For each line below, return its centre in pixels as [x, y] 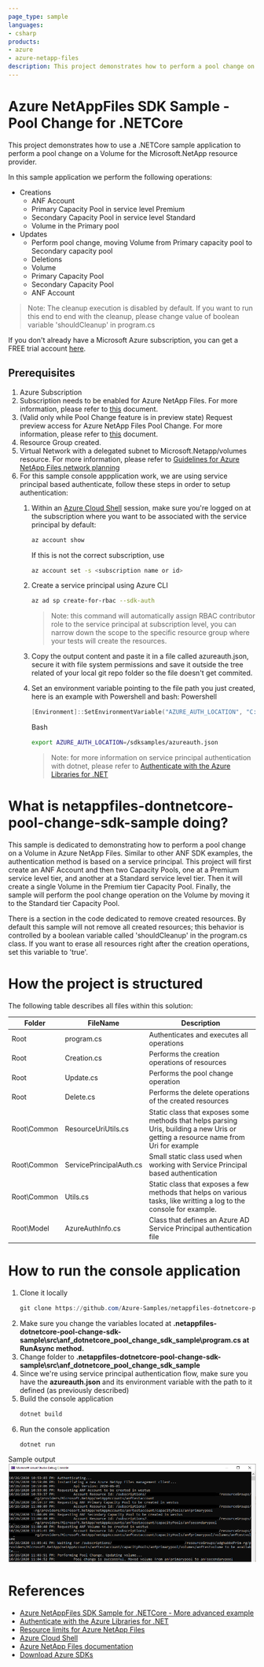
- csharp [22, 33]
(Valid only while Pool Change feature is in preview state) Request [126, 417]
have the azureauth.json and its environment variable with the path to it [136, 1382]
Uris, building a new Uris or [193, 1129]
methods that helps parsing [193, 1120]
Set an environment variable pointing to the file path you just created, [143, 689]
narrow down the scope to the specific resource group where [150, 633]
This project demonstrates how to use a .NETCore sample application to [125, 145]
